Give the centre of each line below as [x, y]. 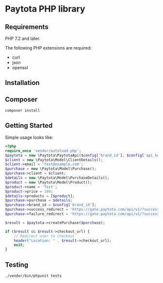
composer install [23, 111]
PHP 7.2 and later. [23, 38]
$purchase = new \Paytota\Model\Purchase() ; [51, 169]
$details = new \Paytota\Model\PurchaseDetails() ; [57, 178]
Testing [17, 265]
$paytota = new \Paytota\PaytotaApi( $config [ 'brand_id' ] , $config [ [75, 155]
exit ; [19, 245]
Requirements [27, 27]
